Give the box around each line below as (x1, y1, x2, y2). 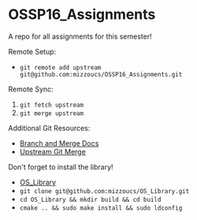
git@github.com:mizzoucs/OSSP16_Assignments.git (19, 70, 183, 78)
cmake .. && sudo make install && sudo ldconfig (19, 203, 183, 212)
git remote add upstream (19, 63, 102, 72)
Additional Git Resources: (8, 123, 91, 132)
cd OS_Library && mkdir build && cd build (19, 196, 162, 203)
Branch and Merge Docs (19, 138, 99, 147)
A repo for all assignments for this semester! (8, 32, 152, 41)
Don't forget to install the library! (8, 162, 113, 171)
